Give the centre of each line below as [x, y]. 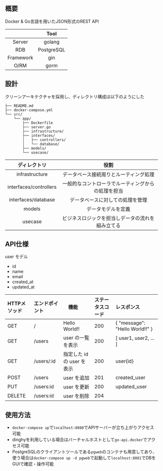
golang [51, 42]
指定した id [75, 354]
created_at [23, 282]
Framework [20, 57]
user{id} [125, 361]
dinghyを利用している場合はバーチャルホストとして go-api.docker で [80, 440]
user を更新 [76, 387]
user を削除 [76, 396]
